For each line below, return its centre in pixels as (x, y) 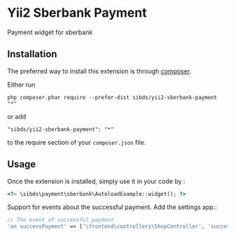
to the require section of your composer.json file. (77, 142)
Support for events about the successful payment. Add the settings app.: (112, 207)
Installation (32, 54)
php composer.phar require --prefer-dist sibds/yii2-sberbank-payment (112, 97)
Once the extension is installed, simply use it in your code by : (96, 181)
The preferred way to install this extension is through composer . (99, 71)
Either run (21, 85)
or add (17, 116)
